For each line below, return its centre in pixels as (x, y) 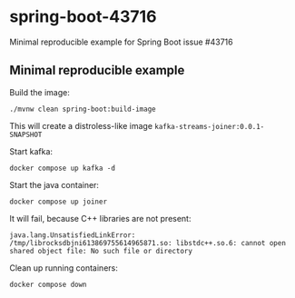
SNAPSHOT (26, 134)
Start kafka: (31, 151)
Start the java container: (54, 184)
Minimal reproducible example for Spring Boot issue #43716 (121, 42)
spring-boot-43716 (83, 17)
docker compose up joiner (58, 202)
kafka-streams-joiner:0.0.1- (209, 126)
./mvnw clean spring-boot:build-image (83, 109)
